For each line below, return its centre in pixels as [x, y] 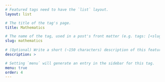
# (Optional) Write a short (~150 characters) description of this [76, 50]
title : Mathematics [25, 27]
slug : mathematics [24, 41]
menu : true [16, 68]
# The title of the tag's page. [38, 23]
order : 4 [14, 72]
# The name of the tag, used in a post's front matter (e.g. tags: [76, 36]
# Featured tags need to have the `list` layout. [57, 10]
